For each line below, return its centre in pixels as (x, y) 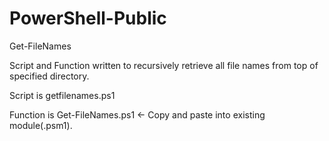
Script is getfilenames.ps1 (62, 95)
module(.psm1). (41, 125)
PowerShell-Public (88, 18)
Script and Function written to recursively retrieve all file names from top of (164, 65)
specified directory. (49, 76)
